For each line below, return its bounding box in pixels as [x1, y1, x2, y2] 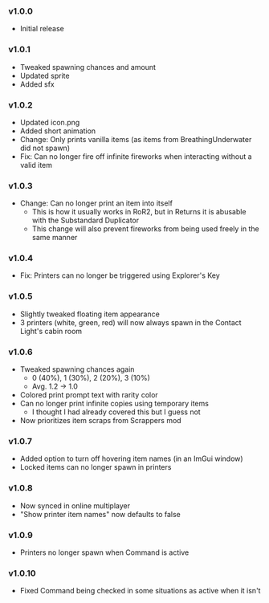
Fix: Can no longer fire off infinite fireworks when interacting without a [19, 151, 252, 161]
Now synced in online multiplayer [19, 500, 131, 511]
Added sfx [19, 79, 55, 89]
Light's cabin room [19, 326, 83, 336]
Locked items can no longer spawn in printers [19, 462, 172, 472]
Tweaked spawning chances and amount [19, 62, 157, 71]
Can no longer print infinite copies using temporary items [19, 399, 209, 409]
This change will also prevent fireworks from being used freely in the [31, 224, 259, 234]
